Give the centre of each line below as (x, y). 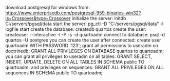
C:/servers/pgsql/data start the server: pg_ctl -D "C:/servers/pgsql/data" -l (84, 24)
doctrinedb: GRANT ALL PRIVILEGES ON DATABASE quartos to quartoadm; (85, 51)
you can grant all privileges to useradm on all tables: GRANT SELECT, (79, 56)
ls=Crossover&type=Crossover (38, 18)
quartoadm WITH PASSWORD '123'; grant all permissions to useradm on (82, 45)
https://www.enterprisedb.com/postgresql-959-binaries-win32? (73, 13)
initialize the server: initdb (99, 18)
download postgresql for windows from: (48, 7)
